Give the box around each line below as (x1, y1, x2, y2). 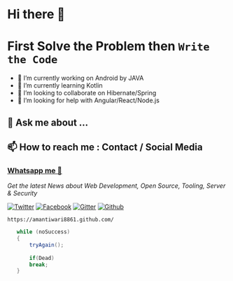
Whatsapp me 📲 (7, 165, 62, 175)
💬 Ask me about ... (7, 116, 89, 128)
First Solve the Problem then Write (7, 39, 210, 55)
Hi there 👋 (7, 6, 65, 22)
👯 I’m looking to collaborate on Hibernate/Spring (17, 89, 157, 97)
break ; (29, 261, 49, 268)
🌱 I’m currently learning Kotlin (17, 81, 103, 90)
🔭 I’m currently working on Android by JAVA (17, 74, 144, 83)
